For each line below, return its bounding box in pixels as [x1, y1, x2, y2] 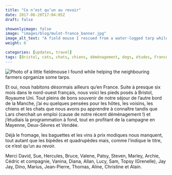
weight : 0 [5, 40, 27, 46]
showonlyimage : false [5, 26, 52, 31]
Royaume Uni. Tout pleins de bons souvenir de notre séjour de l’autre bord [5, 95, 162, 101]
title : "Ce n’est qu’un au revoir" [5, 7, 81, 13]
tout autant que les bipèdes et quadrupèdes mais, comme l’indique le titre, [5, 137, 162, 143]
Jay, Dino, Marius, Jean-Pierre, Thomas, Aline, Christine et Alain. [5, 163, 142, 169]
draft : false [5, 17, 33, 22]
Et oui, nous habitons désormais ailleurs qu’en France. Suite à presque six [5, 84, 161, 90]
